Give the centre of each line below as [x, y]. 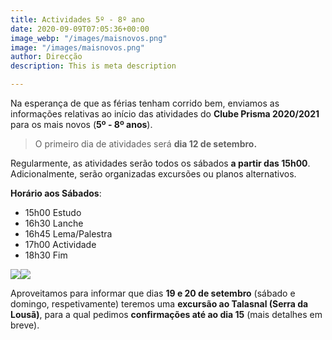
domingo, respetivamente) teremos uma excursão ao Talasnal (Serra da [159, 304]
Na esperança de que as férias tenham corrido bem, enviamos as [145, 103]
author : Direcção [46, 57]
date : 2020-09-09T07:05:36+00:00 [80, 29]
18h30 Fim [46, 255]
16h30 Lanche [54, 223]
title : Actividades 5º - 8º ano [77, 19]
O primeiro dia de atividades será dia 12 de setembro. [146, 144]
